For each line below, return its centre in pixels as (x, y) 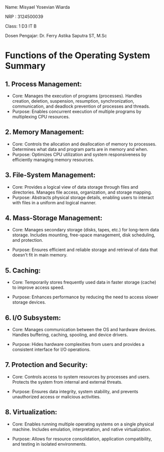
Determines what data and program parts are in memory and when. (80, 149)
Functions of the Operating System (78, 56)
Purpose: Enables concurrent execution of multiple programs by (77, 112)
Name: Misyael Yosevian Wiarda (37, 7)
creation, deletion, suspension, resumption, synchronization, (73, 101)
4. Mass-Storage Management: (54, 218)
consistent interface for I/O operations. (51, 350)
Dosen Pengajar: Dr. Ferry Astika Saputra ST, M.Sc (56, 36)
